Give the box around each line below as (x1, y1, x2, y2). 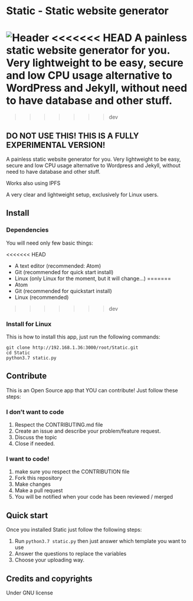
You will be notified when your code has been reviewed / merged (14, 493, 173, 501)
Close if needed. (14, 440, 55, 447)
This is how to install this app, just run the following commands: (6, 333, 161, 340)
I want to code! (6, 454, 50, 463)
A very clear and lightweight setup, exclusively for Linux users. (6, 191, 159, 198)
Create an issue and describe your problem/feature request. (14, 427, 161, 435)
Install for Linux (6, 320, 52, 328)
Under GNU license (6, 589, 53, 596)
